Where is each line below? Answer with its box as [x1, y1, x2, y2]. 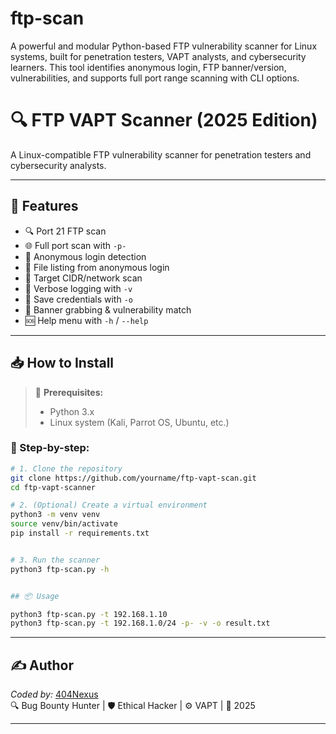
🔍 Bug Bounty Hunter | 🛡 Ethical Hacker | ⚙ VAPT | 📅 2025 [10, 700, 256, 712]
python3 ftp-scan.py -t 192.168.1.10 [10, 609, 168, 619]
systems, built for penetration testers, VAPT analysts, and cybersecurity [10, 50, 307, 62]
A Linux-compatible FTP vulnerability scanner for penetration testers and [10, 148, 312, 161]
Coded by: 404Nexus [10, 688, 99, 701]
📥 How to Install [10, 355, 115, 372]
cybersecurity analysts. [10, 159, 107, 171]
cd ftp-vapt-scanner [10, 482, 97, 492]
